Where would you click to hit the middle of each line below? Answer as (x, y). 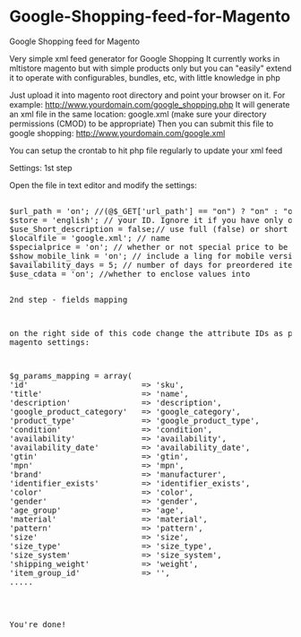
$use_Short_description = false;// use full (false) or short (149, 229)
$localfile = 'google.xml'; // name (90, 238)
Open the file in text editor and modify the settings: (103, 185)
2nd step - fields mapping (69, 299)
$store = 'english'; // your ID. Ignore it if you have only (146, 220)
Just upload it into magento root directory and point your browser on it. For (147, 95)
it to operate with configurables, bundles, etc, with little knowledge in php (145, 77)
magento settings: (50, 342)
